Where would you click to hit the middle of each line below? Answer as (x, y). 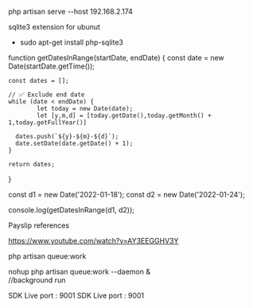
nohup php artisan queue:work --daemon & (80, 271)
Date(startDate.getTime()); (52, 66)
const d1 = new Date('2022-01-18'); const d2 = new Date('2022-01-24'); (127, 195)
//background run (37, 280)
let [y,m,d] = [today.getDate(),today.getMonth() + (125, 115)
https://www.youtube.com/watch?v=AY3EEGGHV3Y (93, 241)
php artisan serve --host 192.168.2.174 (71, 12)
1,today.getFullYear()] (48, 123)
